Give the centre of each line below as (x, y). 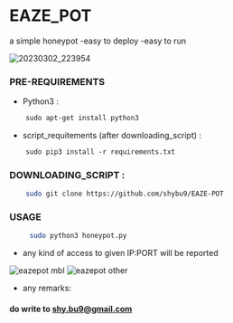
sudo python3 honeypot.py (78, 236)
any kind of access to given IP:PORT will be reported (120, 253)
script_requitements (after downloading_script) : (112, 136)
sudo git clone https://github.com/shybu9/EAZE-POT (125, 194)
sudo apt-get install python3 (83, 119)
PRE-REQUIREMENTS (57, 81)
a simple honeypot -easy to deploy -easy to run (98, 41)
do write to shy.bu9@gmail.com (71, 309)
